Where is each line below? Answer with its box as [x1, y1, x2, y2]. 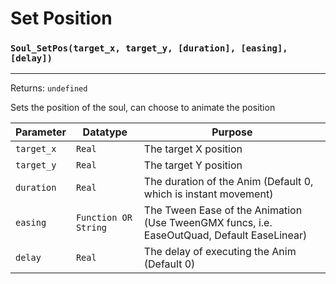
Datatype [82, 125, 128, 139]
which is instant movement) [143, 187, 274, 201]
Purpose [211, 125, 253, 139]
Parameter [15, 125, 67, 139]
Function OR [75, 212, 133, 224]
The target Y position [143, 158, 243, 172]
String [75, 222, 108, 234]
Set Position [10, 7, 113, 30]
